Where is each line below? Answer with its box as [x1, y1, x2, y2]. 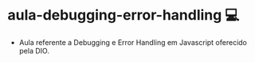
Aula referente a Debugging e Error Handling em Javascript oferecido [18, 37, 248, 47]
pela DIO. [18, 46, 49, 55]
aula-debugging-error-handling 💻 [7, 6, 240, 24]
